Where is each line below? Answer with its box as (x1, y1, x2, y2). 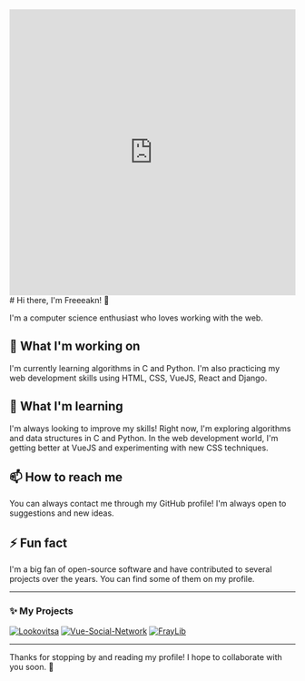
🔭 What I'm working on (9, 339, 141, 354)
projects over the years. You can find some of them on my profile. (9, 574, 255, 585)
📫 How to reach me (9, 469, 123, 485)
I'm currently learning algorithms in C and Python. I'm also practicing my (9, 362, 280, 373)
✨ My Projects (9, 605, 74, 617)
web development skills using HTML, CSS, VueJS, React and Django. (9, 372, 268, 383)
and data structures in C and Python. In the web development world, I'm (9, 432, 279, 443)
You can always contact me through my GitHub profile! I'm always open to (9, 498, 287, 509)
